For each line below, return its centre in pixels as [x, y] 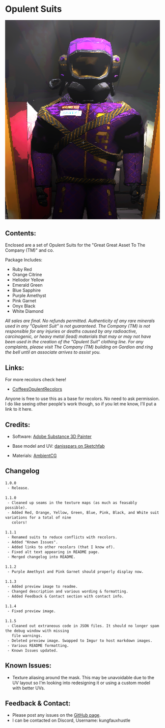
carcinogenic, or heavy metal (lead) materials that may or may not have [78, 336]
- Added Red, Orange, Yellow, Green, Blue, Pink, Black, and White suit [83, 513]
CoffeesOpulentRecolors [37, 389]
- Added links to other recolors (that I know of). [61, 547]
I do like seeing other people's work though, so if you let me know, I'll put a [81, 404]
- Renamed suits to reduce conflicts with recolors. [62, 537]
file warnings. [27, 636]
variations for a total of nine [38, 517]
